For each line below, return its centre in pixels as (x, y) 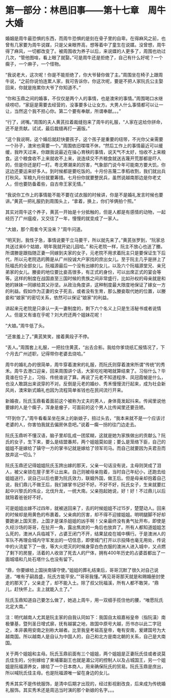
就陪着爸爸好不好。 (25, 497)
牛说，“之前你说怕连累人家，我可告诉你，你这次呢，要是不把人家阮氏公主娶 (84, 81)
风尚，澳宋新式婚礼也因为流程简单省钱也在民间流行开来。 (65, 390)
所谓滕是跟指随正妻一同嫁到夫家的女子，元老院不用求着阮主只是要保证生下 (83, 253)
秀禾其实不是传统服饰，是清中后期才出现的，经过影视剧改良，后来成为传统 (83, 683)
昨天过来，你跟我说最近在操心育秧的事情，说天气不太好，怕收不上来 (90, 152)
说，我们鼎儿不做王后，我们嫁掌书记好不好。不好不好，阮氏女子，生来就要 (83, 484)
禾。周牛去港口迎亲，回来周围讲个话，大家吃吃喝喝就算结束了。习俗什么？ (83, 371)
